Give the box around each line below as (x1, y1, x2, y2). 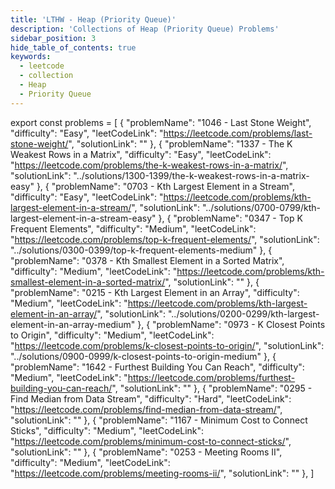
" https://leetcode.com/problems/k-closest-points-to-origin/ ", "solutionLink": (10, 339, 325, 351)
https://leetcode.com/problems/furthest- (127, 371, 296, 383)
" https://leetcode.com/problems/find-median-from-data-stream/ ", (10, 403, 283, 415)
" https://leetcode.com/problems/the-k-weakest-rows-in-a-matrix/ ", (10, 159, 289, 171)
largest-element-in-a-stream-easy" (10, 212, 157, 224)
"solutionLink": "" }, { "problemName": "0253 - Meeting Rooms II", (10, 446, 283, 458)
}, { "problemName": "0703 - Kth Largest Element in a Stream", (36, 180, 296, 192)
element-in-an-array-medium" (10, 318, 136, 330)
